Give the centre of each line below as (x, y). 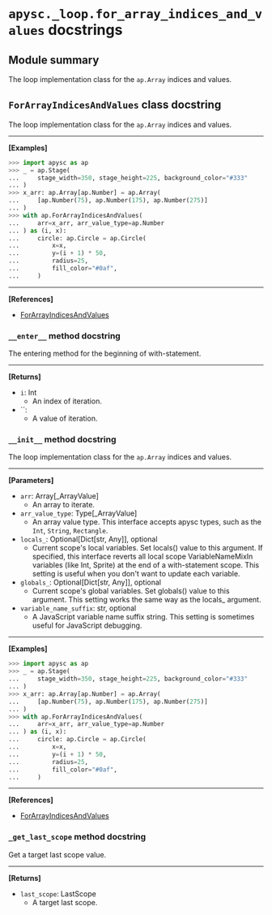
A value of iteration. (65, 419)
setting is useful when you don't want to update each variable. (136, 574)
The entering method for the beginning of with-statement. (105, 354)
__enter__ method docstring (65, 335)
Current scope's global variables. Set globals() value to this (131, 591)
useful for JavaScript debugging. (87, 626)
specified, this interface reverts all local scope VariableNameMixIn (142, 557)
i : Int (28, 393)
